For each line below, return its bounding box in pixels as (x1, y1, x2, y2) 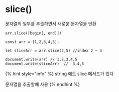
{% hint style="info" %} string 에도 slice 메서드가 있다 (5, 70, 114, 76)
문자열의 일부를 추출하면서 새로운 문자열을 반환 (5, 20, 97, 26)
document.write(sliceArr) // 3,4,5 (5, 61, 84, 66)
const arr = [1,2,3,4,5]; (5, 39, 59, 44)
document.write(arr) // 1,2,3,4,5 (5, 56, 78, 62)
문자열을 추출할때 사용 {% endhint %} (5, 81, 80, 87)
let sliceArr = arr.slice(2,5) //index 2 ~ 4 (5, 48, 102, 53)
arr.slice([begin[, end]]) (5, 30, 62, 35)
